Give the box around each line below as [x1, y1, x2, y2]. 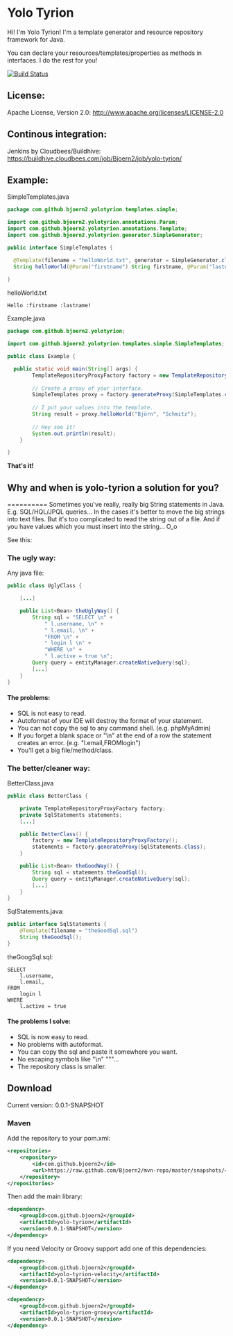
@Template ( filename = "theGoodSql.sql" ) [19, 927, 138, 934]
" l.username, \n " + [44, 620, 104, 627]
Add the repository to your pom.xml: [7, 1134, 111, 1143]
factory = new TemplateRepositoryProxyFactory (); [32, 837, 178, 844]
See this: [7, 536, 33, 544]
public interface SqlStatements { [7, 921, 107, 928]
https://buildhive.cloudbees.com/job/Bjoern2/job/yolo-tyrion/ [7, 154, 182, 163]
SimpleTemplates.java [7, 193, 69, 201]
